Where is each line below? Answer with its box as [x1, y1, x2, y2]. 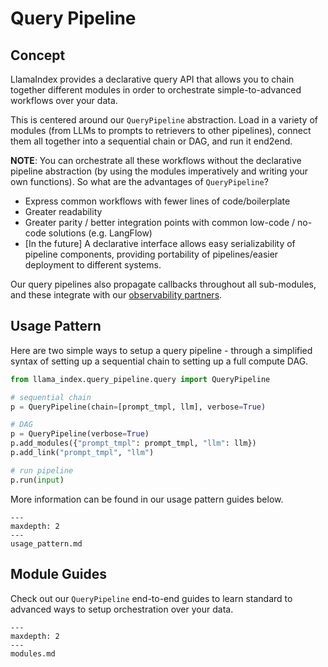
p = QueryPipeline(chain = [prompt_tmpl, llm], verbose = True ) [10, 402, 267, 412]
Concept [10, 47, 66, 64]
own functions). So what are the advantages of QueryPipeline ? [10, 176, 269, 187]
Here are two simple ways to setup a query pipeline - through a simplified [10, 344, 313, 356]
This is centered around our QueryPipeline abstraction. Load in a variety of [10, 114, 318, 126]
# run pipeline [10, 465, 74, 476]
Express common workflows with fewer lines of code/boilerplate [24, 195, 291, 207]
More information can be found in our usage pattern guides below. [10, 493, 284, 505]
